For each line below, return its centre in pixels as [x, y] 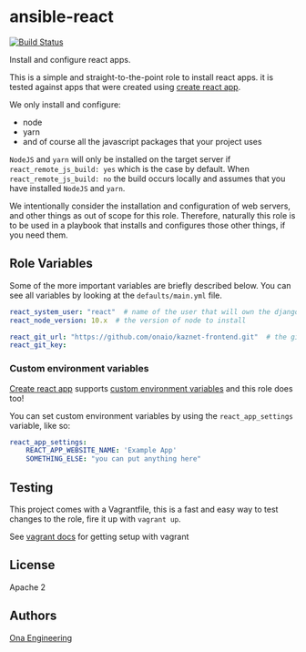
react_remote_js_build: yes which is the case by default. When [130, 168]
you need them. [39, 235]
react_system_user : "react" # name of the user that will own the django [154, 311]
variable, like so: [40, 425]
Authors [33, 616]
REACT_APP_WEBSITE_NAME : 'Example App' [102, 451]
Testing [31, 488]
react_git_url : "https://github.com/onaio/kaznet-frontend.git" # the [148, 337]
